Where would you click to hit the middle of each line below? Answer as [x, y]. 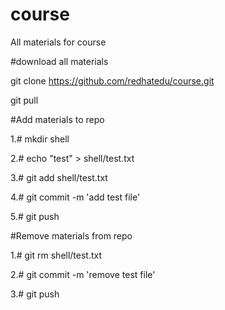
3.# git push [35, 294]
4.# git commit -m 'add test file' [75, 197]
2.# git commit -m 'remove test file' [83, 274]
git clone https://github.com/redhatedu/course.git [112, 80]
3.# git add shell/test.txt [59, 177]
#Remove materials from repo [71, 235]
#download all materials [59, 61]
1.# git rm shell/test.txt [56, 255]
